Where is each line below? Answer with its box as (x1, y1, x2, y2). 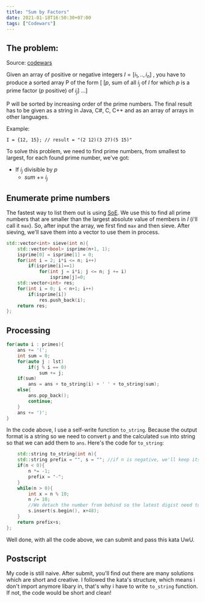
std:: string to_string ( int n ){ (17, 451, 97, 457)
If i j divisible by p (15, 165, 58, 175)
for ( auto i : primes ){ (6, 341, 64, 348)
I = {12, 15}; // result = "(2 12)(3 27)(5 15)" (6, 137, 132, 143)
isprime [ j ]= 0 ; (49, 274, 86, 281)
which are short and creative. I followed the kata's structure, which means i (6, 576, 195, 584)
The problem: (6, 43, 59, 53)
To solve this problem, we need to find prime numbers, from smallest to (6, 147, 186, 154)
